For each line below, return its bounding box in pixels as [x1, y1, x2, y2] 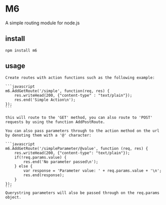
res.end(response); [23, 173, 65, 178]
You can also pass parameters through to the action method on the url [5, 128, 159, 133]
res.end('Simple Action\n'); [14, 97, 76, 102]
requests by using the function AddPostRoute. [5, 119, 105, 125]
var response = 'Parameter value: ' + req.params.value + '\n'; [23, 168, 162, 173]
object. [5, 194, 22, 200]
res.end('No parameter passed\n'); [23, 159, 99, 165]
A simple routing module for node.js [5, 20, 80, 26]
